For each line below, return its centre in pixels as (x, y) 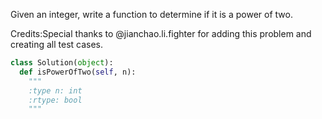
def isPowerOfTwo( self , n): (78, 72)
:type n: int (55, 90)
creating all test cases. (57, 44)
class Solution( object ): (62, 63)
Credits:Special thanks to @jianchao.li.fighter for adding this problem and (161, 33)
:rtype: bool (55, 100)
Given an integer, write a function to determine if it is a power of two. (151, 14)
